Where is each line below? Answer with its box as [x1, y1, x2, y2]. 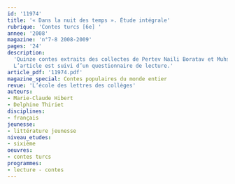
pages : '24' [7, 43, 42, 50]
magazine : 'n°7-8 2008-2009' [7, 36, 92, 43]
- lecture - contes [7, 166, 64, 174]
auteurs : [7, 88, 33, 95]
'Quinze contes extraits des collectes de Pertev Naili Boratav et [13, 56, 215, 63]
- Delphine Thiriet [7, 101, 64, 108]
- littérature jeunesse [7, 127, 77, 134]
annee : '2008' [7, 29, 49, 37]
